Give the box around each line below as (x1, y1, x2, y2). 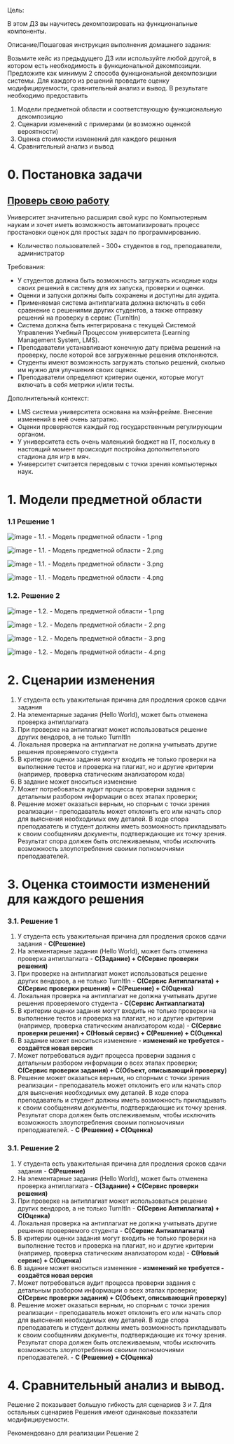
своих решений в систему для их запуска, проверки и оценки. (17, 284, 205, 292)
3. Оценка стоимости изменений (7, 876, 210, 892)
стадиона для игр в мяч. (17, 452, 91, 461)
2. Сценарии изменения (7, 672, 156, 688)
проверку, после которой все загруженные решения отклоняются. (17, 350, 219, 359)
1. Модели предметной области (7, 492, 202, 508)
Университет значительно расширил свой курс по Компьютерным (7, 213, 207, 222)
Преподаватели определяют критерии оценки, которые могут (17, 373, 205, 381)
